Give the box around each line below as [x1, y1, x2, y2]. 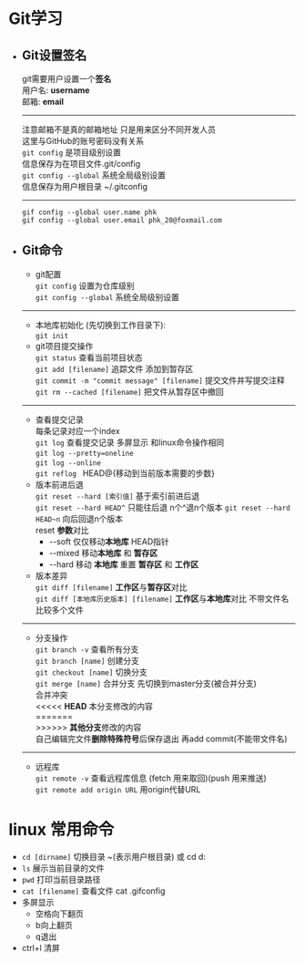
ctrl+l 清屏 [21, 942, 60, 953]
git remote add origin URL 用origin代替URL [35, 783, 201, 794]
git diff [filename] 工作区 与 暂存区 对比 [35, 581, 188, 593]
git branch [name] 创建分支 [35, 655, 140, 666]
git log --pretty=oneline [35, 449, 134, 458]
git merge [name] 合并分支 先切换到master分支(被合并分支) [35, 678, 257, 688]
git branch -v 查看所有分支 [35, 644, 139, 655]
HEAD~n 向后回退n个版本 [35, 512, 124, 524]
